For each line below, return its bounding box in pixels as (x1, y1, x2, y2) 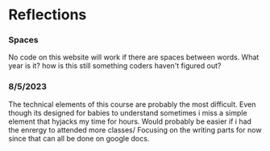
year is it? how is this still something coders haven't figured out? (8, 61, 222, 71)
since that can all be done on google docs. (8, 133, 150, 143)
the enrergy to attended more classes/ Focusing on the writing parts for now (8, 124, 262, 134)
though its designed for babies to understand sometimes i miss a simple (8, 108, 247, 117)
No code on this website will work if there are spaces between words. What (8, 52, 260, 62)
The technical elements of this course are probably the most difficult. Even (8, 99, 256, 109)
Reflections (8, 6, 87, 24)
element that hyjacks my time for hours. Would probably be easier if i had (8, 116, 252, 126)
